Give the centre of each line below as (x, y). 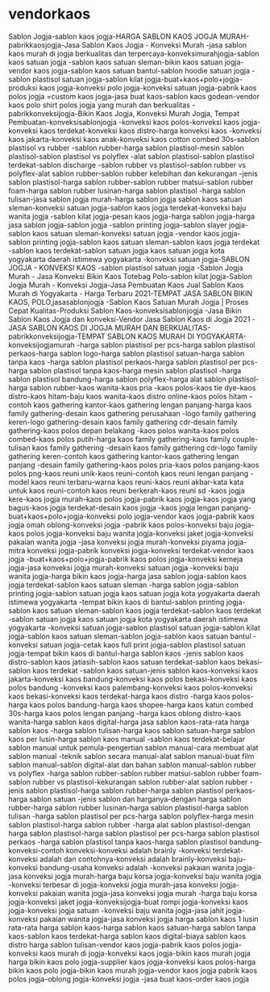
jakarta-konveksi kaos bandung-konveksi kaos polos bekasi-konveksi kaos (133, 679)
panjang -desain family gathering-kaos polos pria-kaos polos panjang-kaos (134, 465)
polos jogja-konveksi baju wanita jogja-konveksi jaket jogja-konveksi (140, 533)
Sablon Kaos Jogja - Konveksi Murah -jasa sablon (164, 44)
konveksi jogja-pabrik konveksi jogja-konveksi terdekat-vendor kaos (141, 550)
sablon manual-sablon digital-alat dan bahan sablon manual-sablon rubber (132, 765)
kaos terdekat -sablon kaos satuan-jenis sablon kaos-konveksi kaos (145, 670)
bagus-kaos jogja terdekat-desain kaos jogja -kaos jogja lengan (114, 507)
